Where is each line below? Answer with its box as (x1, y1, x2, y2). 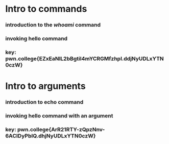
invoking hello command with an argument (5, 112, 113, 119)
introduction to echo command (5, 99, 84, 106)
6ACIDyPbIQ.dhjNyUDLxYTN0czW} (5, 132, 96, 139)
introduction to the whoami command (5, 21, 101, 29)
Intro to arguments (5, 80, 86, 92)
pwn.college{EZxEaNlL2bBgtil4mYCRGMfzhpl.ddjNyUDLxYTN (5, 55, 164, 62)
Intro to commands (5, 3, 87, 15)
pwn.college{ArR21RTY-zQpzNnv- (17, 126, 105, 133)
